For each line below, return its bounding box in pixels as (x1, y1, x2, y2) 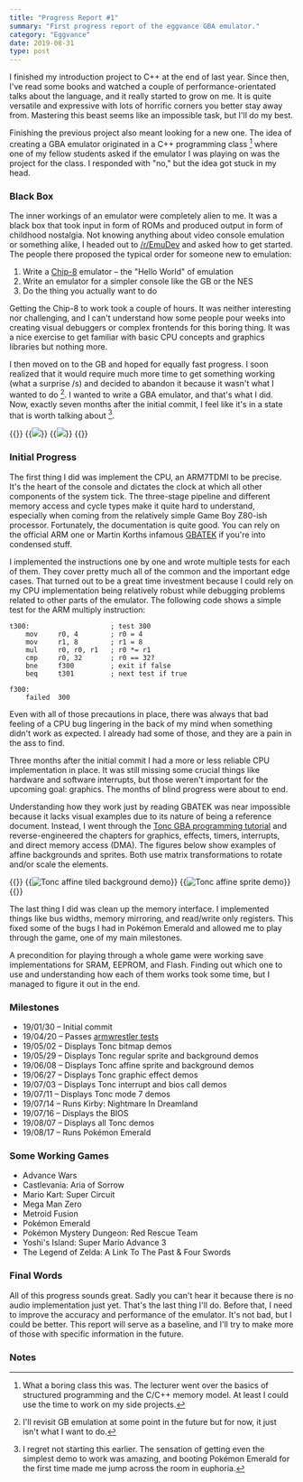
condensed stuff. (9, 538, 73, 549)
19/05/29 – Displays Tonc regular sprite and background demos (22, 1049, 260, 1061)
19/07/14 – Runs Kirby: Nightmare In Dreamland (22, 1098, 198, 1109)
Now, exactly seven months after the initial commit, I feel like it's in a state (9, 398, 283, 409)
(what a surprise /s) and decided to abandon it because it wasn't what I (9, 378, 275, 389)
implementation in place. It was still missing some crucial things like (9, 764, 260, 775)
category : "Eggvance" (9, 30, 91, 39)
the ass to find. (9, 737, 65, 748)
